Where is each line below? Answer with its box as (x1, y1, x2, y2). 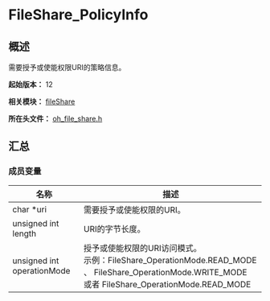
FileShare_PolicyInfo (8, 6, 149, 24)
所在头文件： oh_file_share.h (8, 114, 103, 123)
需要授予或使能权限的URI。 (83, 204, 186, 215)
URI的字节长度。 (83, 223, 146, 234)
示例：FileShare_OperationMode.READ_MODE (83, 254, 257, 266)
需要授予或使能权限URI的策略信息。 (8, 63, 126, 72)
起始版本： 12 (8, 80, 54, 89)
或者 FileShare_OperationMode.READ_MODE (83, 278, 252, 290)
